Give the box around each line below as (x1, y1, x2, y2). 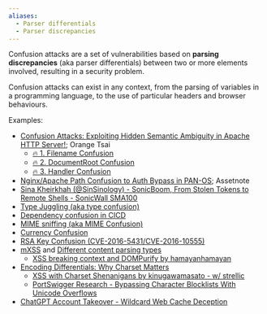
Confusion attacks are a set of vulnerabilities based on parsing (8, 50, 219, 59)
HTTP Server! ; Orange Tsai (19, 140, 111, 150)
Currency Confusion (19, 228, 88, 238)
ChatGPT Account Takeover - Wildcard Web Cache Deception (19, 297, 228, 307)
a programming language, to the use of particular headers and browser (8, 91, 246, 101)
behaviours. (8, 99, 49, 110)
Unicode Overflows (32, 288, 97, 298)
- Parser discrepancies (15, 27, 96, 35)
